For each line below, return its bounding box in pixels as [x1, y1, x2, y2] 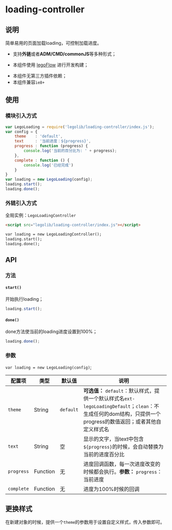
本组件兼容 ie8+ [12, 79, 45, 85]
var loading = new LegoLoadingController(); [5, 232, 102, 237]
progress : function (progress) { [14, 143, 88, 149]
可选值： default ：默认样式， [83, 387, 155, 394]
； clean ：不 [130, 403, 160, 410]
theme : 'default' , [14, 134, 63, 139]
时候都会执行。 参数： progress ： [83, 468, 162, 475]
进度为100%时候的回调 [83, 485, 140, 492]
